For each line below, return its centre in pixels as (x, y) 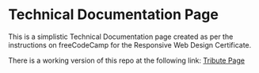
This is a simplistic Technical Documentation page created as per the (121, 36)
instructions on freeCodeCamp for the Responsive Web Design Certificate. (130, 44)
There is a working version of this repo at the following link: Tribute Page (127, 60)
